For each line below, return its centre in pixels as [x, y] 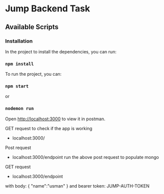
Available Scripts [32, 27]
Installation [19, 41]
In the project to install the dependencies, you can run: [61, 51]
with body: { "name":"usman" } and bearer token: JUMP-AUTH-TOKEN [77, 186]
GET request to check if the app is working [49, 128]
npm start [17, 86]
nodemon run [20, 109]
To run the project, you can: [33, 74]
